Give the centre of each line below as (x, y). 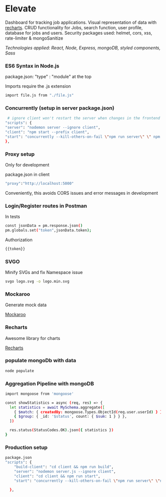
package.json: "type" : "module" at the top (48, 77)
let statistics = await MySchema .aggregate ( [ (57, 407)
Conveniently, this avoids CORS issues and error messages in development (82, 193)
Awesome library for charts (33, 338)
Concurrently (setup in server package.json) (60, 108)
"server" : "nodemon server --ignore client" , (53, 128)
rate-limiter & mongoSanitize (34, 38)
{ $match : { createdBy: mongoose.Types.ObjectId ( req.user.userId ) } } (88, 412)
